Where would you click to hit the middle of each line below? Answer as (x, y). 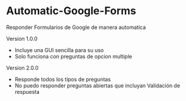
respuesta (27, 92)
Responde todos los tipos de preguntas (63, 79)
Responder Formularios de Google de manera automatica (76, 27)
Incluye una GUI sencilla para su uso (59, 50)
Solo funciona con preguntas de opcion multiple (73, 56)
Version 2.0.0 (22, 68)
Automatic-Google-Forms (71, 11)
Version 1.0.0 (22, 38)
